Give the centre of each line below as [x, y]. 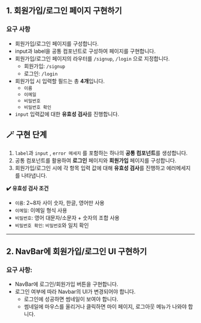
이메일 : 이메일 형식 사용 [41, 210]
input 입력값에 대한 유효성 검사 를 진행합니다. [67, 114]
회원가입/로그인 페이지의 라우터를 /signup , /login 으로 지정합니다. [92, 58]
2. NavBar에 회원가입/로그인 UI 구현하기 [77, 251]
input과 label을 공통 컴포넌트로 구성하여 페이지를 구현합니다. [85, 51]
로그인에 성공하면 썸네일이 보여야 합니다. [71, 299]
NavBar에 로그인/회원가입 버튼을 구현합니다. [66, 284]
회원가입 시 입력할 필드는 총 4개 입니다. [60, 81]
